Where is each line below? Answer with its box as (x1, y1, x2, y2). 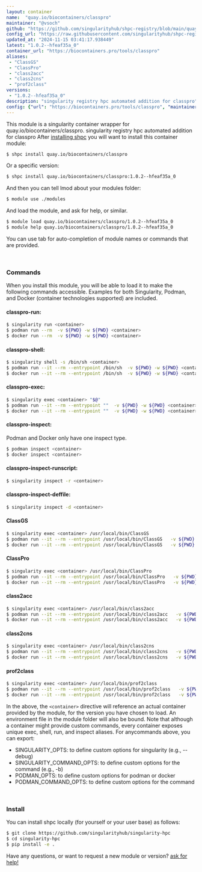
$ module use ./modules (6, 196, 66, 202)
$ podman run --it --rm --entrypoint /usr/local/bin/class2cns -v (6, 649, 182, 655)
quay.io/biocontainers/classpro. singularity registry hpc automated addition (6, 127, 192, 134)
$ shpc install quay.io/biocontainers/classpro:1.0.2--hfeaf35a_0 (6, 174, 176, 180)
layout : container (6, 8, 52, 15)
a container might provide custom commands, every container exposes (6, 722, 183, 729)
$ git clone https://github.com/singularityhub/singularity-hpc (6, 831, 171, 837)
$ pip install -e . (6, 841, 55, 847)
